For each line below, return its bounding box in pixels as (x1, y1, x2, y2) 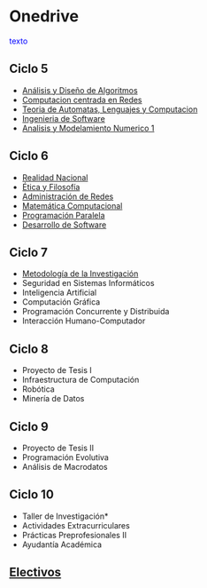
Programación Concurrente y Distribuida (21, 306, 170, 317)
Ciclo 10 (9, 487, 55, 503)
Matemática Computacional (21, 200, 123, 211)
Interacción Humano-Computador (21, 315, 146, 326)
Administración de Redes (21, 191, 114, 202)
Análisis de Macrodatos (21, 462, 108, 472)
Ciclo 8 (9, 341, 49, 356)
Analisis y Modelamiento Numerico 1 (21, 123, 155, 133)
